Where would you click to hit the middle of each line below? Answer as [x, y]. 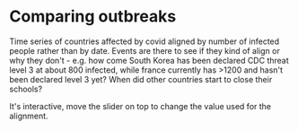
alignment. [29, 116]
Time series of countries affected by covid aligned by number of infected [145, 41]
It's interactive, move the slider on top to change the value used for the [140, 106]
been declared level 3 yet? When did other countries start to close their [141, 79]
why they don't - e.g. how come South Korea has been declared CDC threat [149, 60]
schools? [26, 89]
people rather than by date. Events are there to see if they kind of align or [145, 50]
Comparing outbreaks [93, 17]
